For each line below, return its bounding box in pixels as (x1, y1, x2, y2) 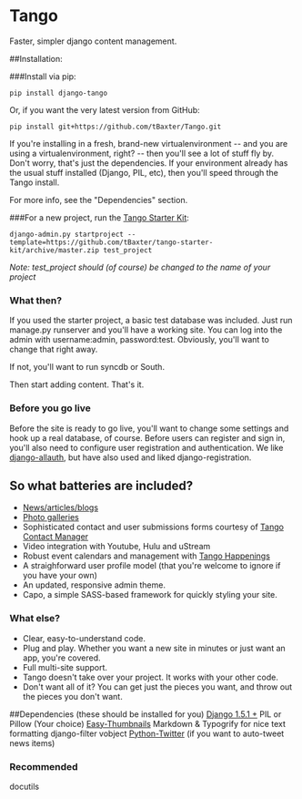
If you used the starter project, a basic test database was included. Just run (9, 315, 293, 326)
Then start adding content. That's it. (9, 379, 145, 390)
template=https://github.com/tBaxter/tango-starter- (9, 238, 214, 247)
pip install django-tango (9, 88, 107, 97)
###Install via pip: (9, 70, 76, 82)
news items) (9, 737, 55, 748)
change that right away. (9, 343, 98, 355)
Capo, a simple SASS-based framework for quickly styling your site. (22, 589, 277, 600)
